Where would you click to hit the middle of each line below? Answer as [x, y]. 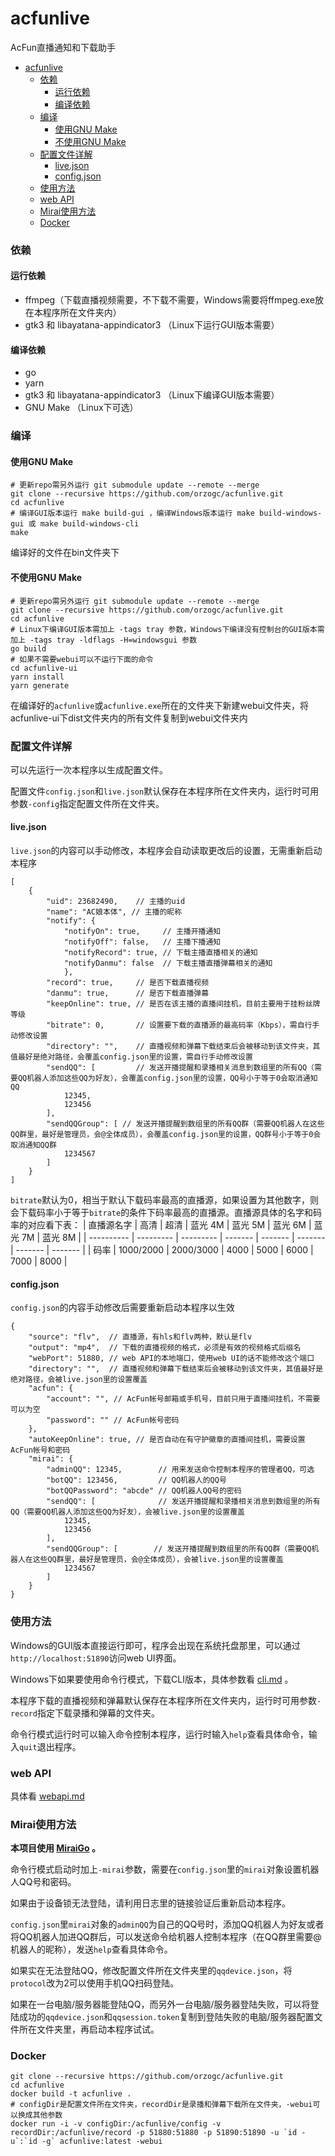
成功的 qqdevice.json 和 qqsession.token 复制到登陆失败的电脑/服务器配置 [166, 2017]
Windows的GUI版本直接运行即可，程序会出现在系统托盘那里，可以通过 [155, 1645]
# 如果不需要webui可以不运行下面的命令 [82, 659]
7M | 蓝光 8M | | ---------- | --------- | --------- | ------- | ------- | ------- [173, 1238]
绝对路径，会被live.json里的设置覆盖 [79, 1380]
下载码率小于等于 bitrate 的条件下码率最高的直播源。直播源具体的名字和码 [170, 1213]
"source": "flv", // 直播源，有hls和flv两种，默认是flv [140, 1337]
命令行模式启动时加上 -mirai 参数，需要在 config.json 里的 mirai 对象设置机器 [165, 1869]
